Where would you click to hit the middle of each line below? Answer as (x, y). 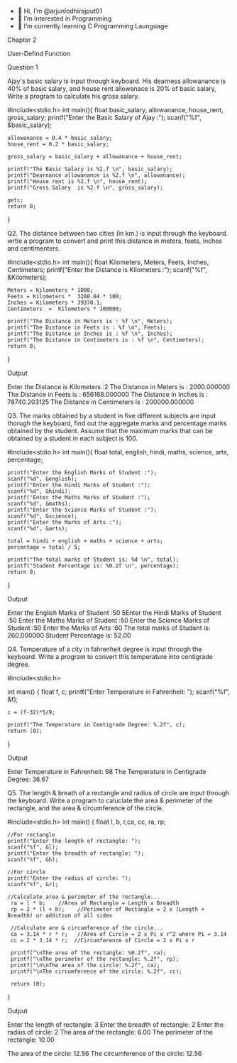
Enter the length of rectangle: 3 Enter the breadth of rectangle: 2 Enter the (116, 1025)
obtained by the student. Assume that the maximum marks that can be (110, 431)
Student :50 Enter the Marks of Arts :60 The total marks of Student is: (109, 628)
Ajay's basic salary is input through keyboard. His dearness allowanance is (116, 81)
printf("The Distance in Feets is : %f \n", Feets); (87, 327)
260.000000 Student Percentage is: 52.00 (69, 635)
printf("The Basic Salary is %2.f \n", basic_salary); (90, 169)
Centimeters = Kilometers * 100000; (65, 309)
